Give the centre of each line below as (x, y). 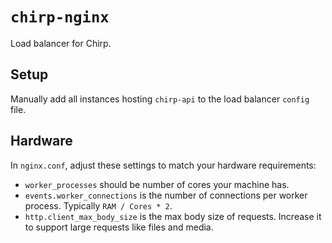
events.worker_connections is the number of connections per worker (166, 195)
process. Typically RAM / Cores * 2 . (98, 205)
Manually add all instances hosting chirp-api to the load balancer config (160, 99)
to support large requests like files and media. (119, 227)
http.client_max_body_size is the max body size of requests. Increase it (173, 216)
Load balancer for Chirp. (61, 43)
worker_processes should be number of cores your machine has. (157, 184)
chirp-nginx (60, 17)
